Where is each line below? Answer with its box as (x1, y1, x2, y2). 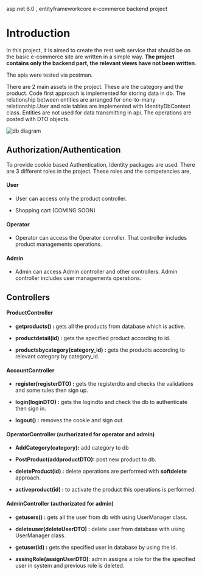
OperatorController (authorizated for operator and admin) (6, 430, 155, 437)
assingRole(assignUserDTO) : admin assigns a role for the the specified (15, 555, 196, 562)
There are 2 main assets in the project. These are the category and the (6, 83, 184, 90)
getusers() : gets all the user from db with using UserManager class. (15, 514, 187, 521)
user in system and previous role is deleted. (15, 562, 125, 569)
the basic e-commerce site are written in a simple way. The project (6, 53, 175, 60)
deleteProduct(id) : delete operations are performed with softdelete (15, 468, 187, 475)
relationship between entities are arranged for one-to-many (6, 96, 156, 103)
